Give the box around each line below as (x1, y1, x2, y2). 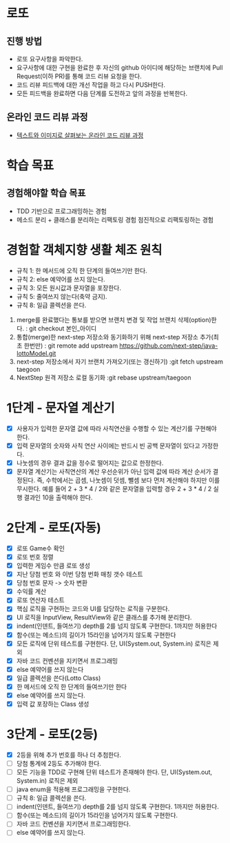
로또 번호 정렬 (16, 553, 54, 561)
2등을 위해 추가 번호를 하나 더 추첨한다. (16, 751, 122, 759)
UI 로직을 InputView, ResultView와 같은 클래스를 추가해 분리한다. (16, 613, 192, 622)
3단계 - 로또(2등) (6, 726, 98, 742)
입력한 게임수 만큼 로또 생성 (16, 562, 91, 569)
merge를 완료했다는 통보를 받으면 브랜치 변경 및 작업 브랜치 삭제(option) (16, 315, 211, 324)
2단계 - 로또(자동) (6, 520, 101, 536)
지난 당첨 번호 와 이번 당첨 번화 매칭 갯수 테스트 (16, 570, 143, 579)
